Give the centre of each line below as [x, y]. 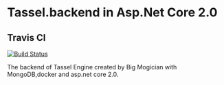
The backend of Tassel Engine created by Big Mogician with [92, 67]
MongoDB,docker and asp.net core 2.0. [63, 74]
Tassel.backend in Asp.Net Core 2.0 [112, 13]
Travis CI [26, 38]
